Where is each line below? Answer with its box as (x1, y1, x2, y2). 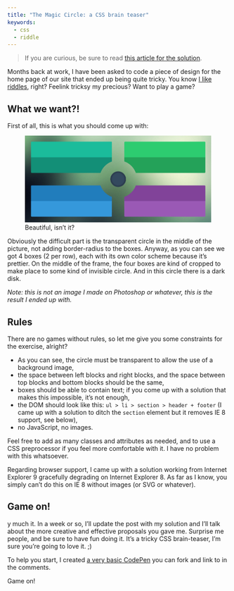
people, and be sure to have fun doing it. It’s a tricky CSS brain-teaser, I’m (7, 534, 221, 542)
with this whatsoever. (7, 452, 69, 460)
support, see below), (17, 416, 78, 424)
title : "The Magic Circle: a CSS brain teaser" (7, 11, 150, 18)
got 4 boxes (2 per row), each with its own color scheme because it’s (7, 252, 207, 261)
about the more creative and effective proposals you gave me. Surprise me (7, 527, 224, 535)
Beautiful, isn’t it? (25, 223, 75, 232)
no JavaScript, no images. (17, 423, 93, 431)
